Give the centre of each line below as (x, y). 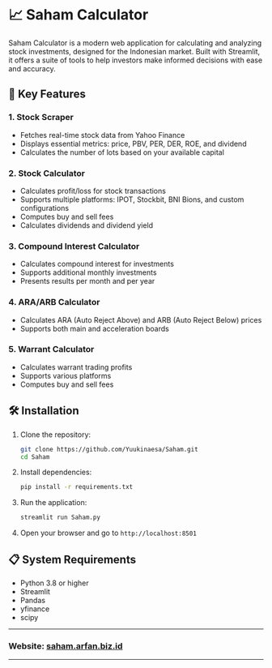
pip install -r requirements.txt (76, 487)
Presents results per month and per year (87, 281)
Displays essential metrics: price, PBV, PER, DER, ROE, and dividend (133, 143)
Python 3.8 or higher (54, 583)
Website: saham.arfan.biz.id (66, 646)
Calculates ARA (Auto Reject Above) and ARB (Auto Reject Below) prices (141, 319)
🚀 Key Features (47, 94)
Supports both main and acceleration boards (95, 328)
